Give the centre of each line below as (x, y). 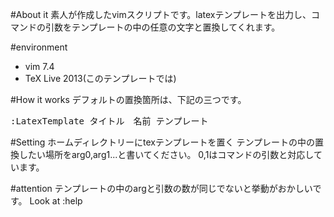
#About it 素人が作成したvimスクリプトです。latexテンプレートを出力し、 (161, 14)
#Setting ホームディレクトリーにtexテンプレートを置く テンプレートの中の (162, 142)
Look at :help (56, 201)
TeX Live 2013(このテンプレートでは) (100, 78)
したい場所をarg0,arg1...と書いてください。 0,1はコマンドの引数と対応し (166, 154)
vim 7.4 (39, 66)
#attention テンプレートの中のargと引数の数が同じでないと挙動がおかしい (161, 188)
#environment (39, 47)
